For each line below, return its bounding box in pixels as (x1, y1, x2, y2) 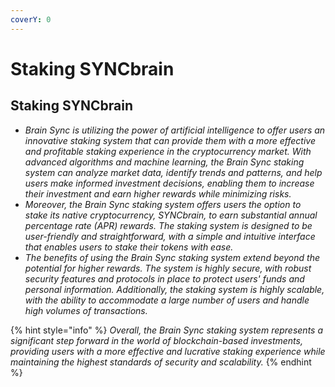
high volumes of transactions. (24, 304, 148, 316)
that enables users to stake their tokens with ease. (24, 241, 234, 253)
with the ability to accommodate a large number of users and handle (24, 294, 310, 306)
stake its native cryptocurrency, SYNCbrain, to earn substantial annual (24, 209, 318, 221)
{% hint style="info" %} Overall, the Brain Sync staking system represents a (10, 324, 324, 336)
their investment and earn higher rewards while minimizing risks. (24, 187, 292, 200)
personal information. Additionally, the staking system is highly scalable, (24, 283, 325, 295)
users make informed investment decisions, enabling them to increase (24, 177, 315, 189)
